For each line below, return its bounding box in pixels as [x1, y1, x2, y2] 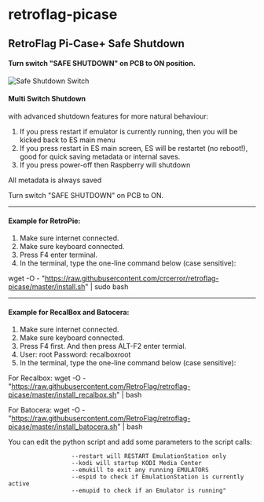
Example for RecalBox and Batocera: [8, 307, 130, 317]
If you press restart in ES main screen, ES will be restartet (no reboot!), [19, 143, 248, 152]
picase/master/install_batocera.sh [8, 422, 118, 431]
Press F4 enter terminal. [19, 250, 98, 260]
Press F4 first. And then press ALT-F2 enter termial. [19, 342, 187, 351]
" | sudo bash [85, 282, 129, 291]
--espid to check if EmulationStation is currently [71, 473, 244, 481]
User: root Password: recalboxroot [19, 350, 131, 359]
